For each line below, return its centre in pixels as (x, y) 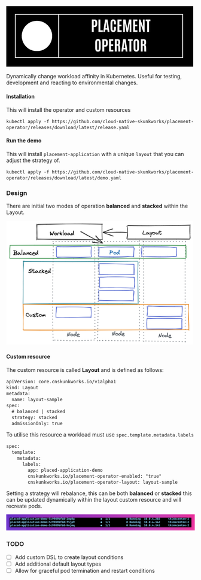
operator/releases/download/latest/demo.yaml (64, 178)
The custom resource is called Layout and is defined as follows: (85, 370)
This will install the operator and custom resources (68, 109)
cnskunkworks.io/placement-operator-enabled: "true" (95, 476)
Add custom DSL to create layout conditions (69, 557)
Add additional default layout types (58, 564)
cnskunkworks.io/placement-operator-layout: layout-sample (103, 482)
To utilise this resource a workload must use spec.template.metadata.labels (100, 434)
